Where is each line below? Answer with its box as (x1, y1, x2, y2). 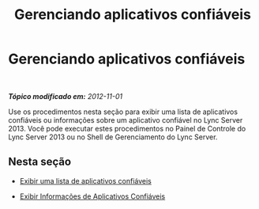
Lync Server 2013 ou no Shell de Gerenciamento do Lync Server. (8, 132, 218, 142)
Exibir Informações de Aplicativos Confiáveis (19, 192, 166, 201)
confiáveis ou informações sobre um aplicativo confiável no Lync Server (8, 115, 243, 124)
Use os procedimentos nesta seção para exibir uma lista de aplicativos (8, 107, 238, 116)
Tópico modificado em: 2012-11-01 (8, 91, 123, 101)
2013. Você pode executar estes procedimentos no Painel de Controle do (8, 123, 246, 133)
